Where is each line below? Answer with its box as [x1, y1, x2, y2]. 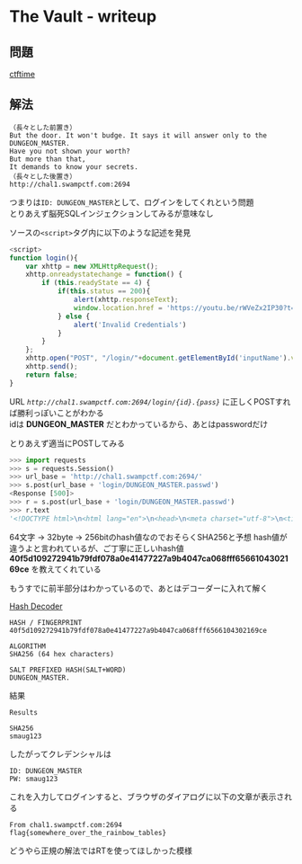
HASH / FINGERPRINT [9, 618, 83, 627]
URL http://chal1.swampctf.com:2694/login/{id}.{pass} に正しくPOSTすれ [9, 396, 291, 406]
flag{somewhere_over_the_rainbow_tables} [9, 828, 167, 837]
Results [9, 708, 39, 717]
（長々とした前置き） [9, 123, 76, 132]
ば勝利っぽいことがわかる [9, 407, 104, 418]
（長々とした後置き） [9, 172, 76, 181]
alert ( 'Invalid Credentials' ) [73, 320, 187, 329]
